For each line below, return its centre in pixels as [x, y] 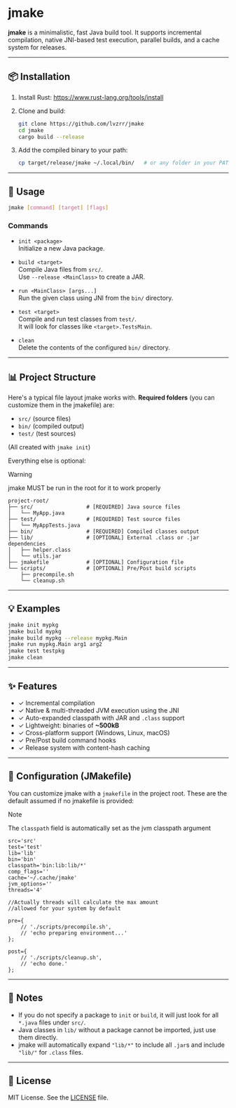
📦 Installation [39, 77]
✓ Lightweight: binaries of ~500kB [69, 725]
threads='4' [25, 890]
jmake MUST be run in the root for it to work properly [84, 488]
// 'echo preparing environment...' [74, 933]
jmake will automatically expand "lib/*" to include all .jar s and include [122, 1045]
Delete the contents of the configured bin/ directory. [94, 348]
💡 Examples [34, 609]
